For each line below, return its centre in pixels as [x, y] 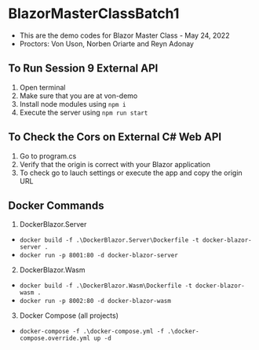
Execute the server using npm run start [84, 112]
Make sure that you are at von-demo [78, 96]
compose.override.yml [55, 338]
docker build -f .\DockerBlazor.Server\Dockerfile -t [109, 240]
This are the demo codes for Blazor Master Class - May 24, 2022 [124, 35]
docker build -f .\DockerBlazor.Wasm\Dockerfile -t [106, 286]
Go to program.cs [48, 156]
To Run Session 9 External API [83, 69]
